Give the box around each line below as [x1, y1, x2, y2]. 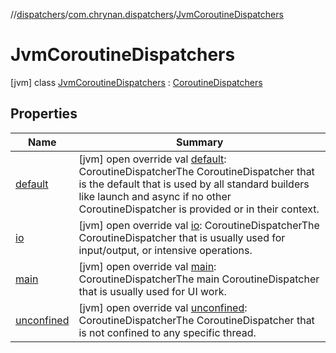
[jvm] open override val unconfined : [78, 300, 248, 314]
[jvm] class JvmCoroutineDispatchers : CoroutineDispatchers [10, 76, 263, 88]
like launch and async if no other [78, 189, 232, 203]
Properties [10, 105, 78, 123]
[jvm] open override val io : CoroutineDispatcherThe [78, 218, 320, 232]
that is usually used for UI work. [78, 284, 227, 298]
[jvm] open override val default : [78, 152, 227, 166]
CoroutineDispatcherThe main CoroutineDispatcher [78, 272, 320, 286]
